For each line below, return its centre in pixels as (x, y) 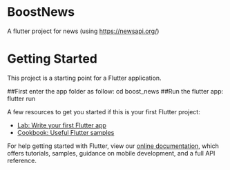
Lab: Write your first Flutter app (62, 125)
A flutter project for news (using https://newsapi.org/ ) (83, 31)
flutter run (21, 98)
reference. (22, 160)
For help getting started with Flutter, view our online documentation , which (113, 146)
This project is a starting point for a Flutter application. (84, 78)
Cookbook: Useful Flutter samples (66, 132)
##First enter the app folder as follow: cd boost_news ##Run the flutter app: (115, 91)
